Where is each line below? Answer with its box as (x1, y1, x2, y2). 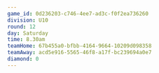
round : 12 (7, 23, 36, 30)
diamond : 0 (7, 56, 39, 63)
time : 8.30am (7, 36, 46, 43)
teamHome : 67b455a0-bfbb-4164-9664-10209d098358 (7, 42, 152, 49)
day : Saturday (7, 29, 49, 37)
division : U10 (7, 17, 49, 24)
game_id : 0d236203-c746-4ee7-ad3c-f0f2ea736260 (7, 10, 149, 17)
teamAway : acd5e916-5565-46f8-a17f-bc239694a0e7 (7, 49, 152, 56)
